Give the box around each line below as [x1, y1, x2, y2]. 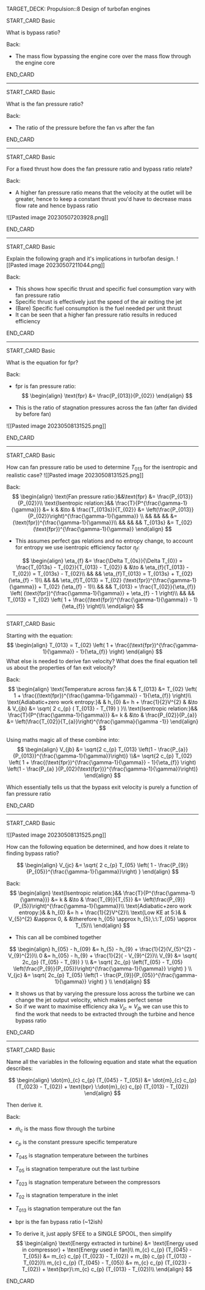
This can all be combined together [15, 933, 102, 940]
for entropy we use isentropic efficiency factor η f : [15, 543, 140, 552]
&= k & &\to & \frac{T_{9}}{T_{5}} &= [51, 895, 142, 903]
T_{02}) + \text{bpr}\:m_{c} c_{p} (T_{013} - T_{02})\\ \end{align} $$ [21, 1265, 193, 1273]
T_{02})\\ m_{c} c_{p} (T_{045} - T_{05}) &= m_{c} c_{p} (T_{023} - [23, 1259, 191, 1266]
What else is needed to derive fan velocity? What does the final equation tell [6, 657, 198, 665]
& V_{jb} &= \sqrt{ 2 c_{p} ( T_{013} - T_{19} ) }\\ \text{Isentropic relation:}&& [7, 705, 198, 712]
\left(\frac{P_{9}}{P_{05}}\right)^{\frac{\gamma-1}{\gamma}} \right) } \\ [13, 965, 192, 972]
